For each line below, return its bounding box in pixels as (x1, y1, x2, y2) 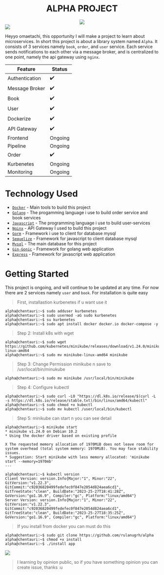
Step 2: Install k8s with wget (17, 330, 74, 336)
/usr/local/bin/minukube (17, 366, 65, 372)
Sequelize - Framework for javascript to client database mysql (12, 236, 137, 241)
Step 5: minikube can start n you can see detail (17, 415, 112, 421)
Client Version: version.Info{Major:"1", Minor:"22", (5, 476, 117, 481)
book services (12, 215, 41, 220)
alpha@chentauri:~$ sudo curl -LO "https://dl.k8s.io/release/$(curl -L (5, 394, 156, 399)
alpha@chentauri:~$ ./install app (5, 541, 76, 546)
